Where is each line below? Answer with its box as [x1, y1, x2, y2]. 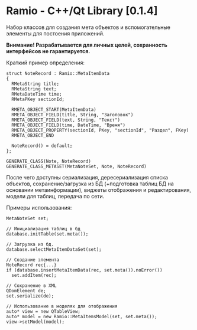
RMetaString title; [11, 81, 60, 87]
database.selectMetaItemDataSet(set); [6, 246, 102, 252]
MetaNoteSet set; [6, 215, 49, 221]
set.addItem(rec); [11, 272, 57, 278]
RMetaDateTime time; [11, 91, 62, 97]
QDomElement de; [6, 287, 46, 293]
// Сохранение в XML [6, 282, 57, 289]
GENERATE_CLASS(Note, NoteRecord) [6, 158, 92, 164]
